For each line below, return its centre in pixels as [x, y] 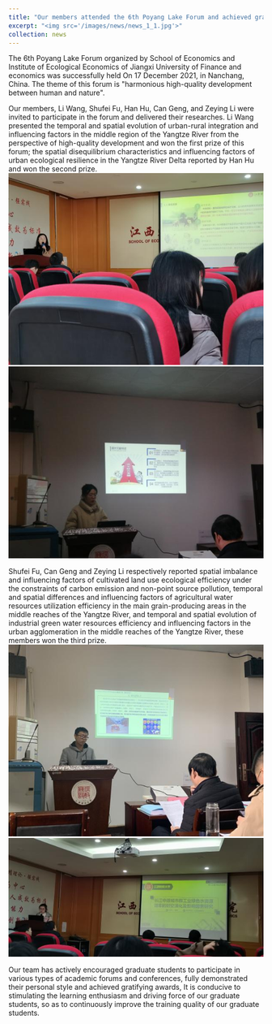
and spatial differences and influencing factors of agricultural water [121, 598]
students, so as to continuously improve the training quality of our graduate [134, 1004]
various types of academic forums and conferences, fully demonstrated [128, 978]
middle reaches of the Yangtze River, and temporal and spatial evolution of [133, 615]
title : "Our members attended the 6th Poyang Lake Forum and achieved [130, 17]
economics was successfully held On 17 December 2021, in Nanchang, [126, 76]
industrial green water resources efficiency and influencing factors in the [130, 623]
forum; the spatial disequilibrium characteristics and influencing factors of [132, 152]
